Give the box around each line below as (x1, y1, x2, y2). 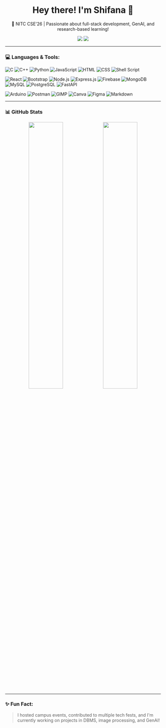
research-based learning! (57, 26, 109, 32)
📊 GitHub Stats (5, 108, 43, 115)
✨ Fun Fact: (5, 701, 34, 708)
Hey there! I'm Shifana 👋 (32, 4, 134, 16)
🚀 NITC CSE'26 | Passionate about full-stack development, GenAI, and (11, 21, 155, 27)
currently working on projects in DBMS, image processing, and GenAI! (17, 717, 160, 723)
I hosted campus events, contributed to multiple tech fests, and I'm (17, 712, 154, 718)
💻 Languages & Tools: (5, 53, 60, 60)
